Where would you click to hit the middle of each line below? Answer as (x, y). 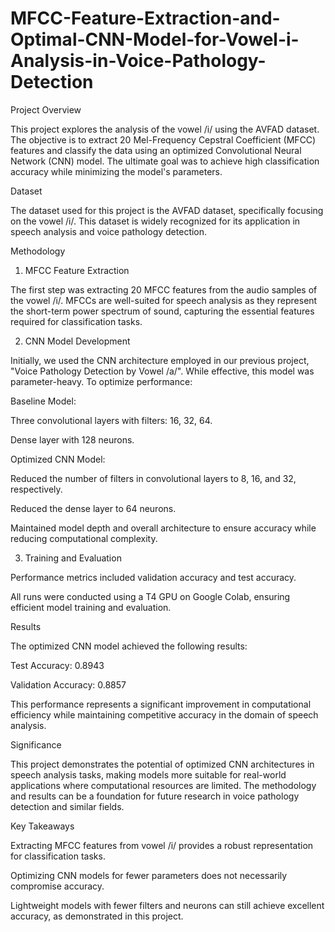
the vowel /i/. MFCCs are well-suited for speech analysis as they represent (164, 300)
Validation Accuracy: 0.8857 (68, 684)
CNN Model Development (77, 341)
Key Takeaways (42, 826)
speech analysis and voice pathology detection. (109, 231)
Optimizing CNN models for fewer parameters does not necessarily (149, 875)
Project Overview (46, 109)
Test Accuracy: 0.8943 (57, 665)
